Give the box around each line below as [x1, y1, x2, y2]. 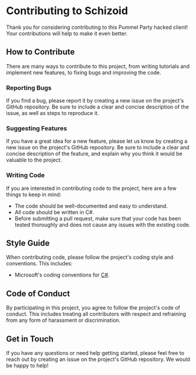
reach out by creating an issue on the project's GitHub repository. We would [6, 356, 190, 363]
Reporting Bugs [6, 84, 52, 92]
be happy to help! [6, 362, 49, 369]
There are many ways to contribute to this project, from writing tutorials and [6, 63, 190, 70]
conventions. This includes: [6, 260, 73, 267]
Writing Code [6, 171, 45, 179]
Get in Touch [6, 334, 54, 344]
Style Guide [6, 238, 50, 248]
